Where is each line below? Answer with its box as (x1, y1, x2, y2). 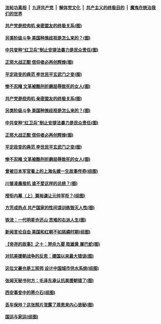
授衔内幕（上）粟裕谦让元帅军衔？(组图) (5, 193, 85, 199)
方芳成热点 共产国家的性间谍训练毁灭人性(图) (5, 205, 95, 211)
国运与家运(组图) (5, 314, 39, 320)
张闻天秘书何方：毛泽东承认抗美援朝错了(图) (5, 277, 94, 283)
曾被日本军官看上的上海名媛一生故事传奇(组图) (5, 168, 99, 174)
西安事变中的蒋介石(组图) (5, 290, 56, 296)
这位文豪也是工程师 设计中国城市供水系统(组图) (5, 265, 99, 272)
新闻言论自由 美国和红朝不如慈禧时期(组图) (5, 229, 91, 235)
